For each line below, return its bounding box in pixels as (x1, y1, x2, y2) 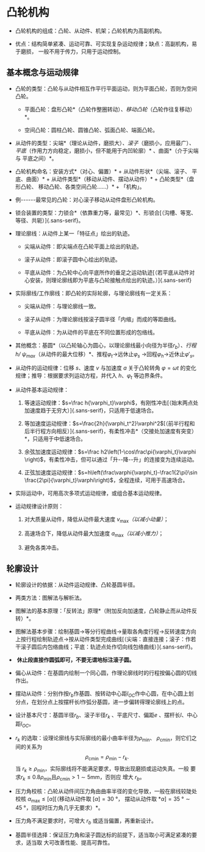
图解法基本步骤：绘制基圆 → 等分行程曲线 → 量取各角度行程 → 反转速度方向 (15, 628, 196, 635)
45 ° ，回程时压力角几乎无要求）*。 (15, 804, 104, 811)
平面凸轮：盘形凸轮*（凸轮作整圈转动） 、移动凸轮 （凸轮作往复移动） (24, 105, 196, 113)
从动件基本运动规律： (15, 386, 69, 394)
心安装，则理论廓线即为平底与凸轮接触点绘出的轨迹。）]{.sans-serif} (24, 276, 192, 284)
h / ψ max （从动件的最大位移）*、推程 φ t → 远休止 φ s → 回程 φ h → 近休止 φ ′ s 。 (15, 350, 198, 359)
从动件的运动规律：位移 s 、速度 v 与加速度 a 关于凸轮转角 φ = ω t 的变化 (15, 364, 196, 371)
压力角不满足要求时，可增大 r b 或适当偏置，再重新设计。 (15, 816, 157, 826)
